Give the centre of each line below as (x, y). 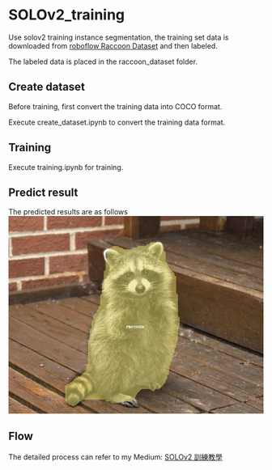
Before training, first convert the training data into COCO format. (115, 106)
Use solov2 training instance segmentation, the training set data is (119, 37)
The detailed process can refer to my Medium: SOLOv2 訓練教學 (115, 457)
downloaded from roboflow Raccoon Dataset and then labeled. (113, 45)
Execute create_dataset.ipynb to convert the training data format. (117, 122)
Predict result (43, 192)
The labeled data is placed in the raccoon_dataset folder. (103, 61)
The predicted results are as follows (68, 212)
